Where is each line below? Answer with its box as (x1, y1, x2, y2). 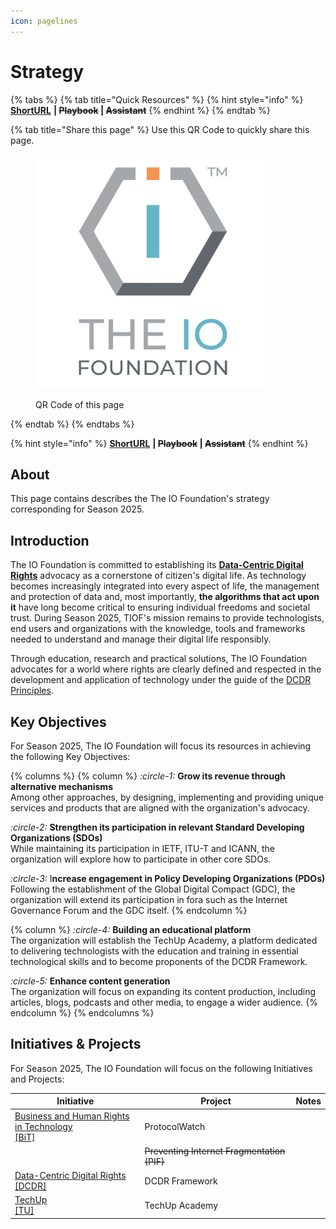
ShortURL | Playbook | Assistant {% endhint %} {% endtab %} (10, 104, 271, 116)
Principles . (10, 685, 54, 697)
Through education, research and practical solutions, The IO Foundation (10, 653, 308, 665)
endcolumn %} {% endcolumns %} (10, 1007, 155, 1019)
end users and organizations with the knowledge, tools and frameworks (10, 623, 306, 635)
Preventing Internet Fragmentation (144, 1145, 286, 1157)
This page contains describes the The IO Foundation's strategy (10, 493, 270, 505)
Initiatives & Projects (10, 1036, 142, 1053)
